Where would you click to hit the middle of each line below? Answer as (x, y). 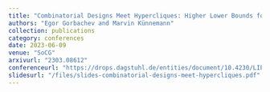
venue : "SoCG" (32, 53)
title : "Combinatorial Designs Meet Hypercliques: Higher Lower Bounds (131, 16)
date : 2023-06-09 (37, 46)
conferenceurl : (34, 68)
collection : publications (51, 30)
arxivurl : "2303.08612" (48, 61)
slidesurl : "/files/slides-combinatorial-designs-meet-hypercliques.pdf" (135, 75)
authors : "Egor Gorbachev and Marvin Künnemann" (91, 23)
